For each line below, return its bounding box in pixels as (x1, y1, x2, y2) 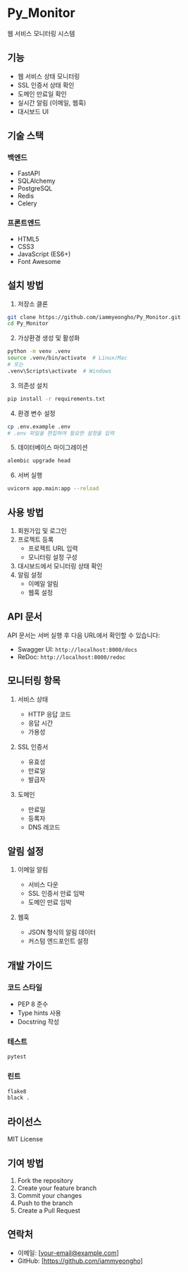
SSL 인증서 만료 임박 (27, 889, 85, 898)
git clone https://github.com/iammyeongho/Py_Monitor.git (7, 313, 181, 320)
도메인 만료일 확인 (17, 90, 67, 98)
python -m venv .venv (7, 348, 71, 355)
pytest (7, 1053, 27, 1060)
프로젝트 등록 (17, 535, 54, 544)
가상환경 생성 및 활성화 (17, 334, 80, 342)
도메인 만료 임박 (27, 898, 72, 906)
